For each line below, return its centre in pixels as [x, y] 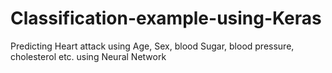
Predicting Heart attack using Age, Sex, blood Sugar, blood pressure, [152, 46]
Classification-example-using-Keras [166, 18]
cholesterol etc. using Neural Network [88, 56]
